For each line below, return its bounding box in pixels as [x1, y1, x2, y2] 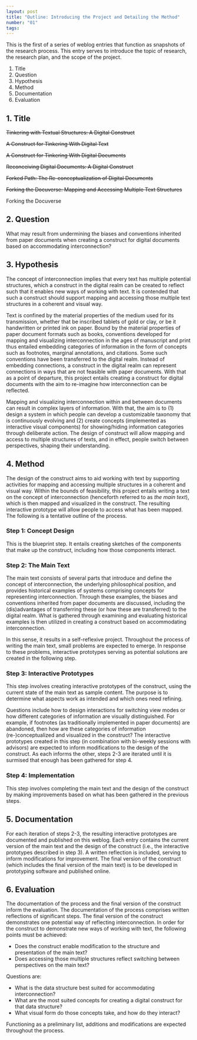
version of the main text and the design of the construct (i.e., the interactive [6, 842, 189, 849]
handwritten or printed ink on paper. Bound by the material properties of [6, 324, 181, 331]
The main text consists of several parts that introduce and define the [6, 574, 172, 582]
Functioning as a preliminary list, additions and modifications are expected [6, 1021, 186, 1028]
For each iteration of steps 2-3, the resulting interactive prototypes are [6, 830, 177, 837]
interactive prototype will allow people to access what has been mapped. [6, 506, 183, 513]
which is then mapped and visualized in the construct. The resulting [6, 500, 171, 507]
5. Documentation [6, 815, 74, 825]
